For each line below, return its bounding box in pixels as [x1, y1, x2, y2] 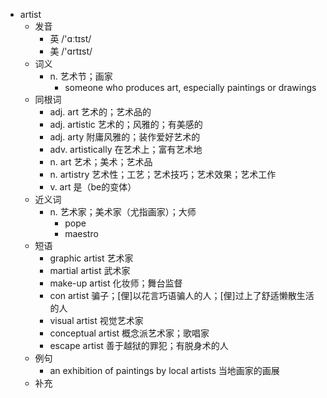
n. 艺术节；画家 [49, 70, 113, 82]
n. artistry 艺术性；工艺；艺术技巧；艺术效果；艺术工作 [49, 169, 277, 180]
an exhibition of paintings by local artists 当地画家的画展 [49, 365, 280, 376]
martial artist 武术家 [49, 265, 131, 276]
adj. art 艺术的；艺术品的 [49, 106, 152, 118]
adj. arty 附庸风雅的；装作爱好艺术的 [49, 131, 201, 143]
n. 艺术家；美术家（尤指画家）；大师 [49, 206, 197, 218]
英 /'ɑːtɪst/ [49, 33, 92, 44]
